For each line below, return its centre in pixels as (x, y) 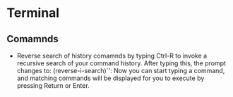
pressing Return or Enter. (53, 85)
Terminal (33, 13)
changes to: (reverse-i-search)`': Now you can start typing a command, (121, 71)
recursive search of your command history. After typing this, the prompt (121, 63)
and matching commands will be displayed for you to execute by (110, 78)
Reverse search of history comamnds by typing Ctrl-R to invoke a (112, 56)
